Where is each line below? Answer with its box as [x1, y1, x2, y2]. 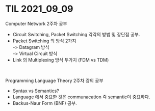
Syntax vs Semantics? [12, 88, 60, 94]
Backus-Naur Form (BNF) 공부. [12, 100, 77, 106]
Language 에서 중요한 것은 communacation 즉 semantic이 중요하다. [12, 94, 150, 100]
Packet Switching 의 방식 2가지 [12, 38, 76, 44]
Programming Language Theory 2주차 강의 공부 [5, 77, 104, 84]
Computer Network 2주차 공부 [5, 20, 67, 26]
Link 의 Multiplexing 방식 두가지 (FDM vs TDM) [12, 57, 109, 63]
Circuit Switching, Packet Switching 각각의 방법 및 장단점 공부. [12, 31, 140, 37]
